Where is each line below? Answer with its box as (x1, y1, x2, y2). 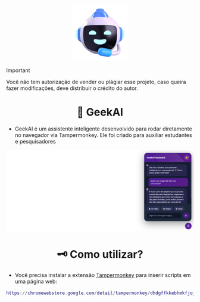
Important (6, 67, 30, 74)
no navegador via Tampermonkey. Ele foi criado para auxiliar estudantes (14, 131, 192, 138)
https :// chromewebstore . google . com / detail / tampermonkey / (6, 290, 151, 296)
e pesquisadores (14, 138, 57, 145)
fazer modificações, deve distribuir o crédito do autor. (6, 85, 138, 92)
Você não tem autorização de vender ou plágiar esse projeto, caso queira (6, 79, 186, 85)
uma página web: (14, 278, 58, 285)
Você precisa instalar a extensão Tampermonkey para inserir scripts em (14, 271, 191, 278)
